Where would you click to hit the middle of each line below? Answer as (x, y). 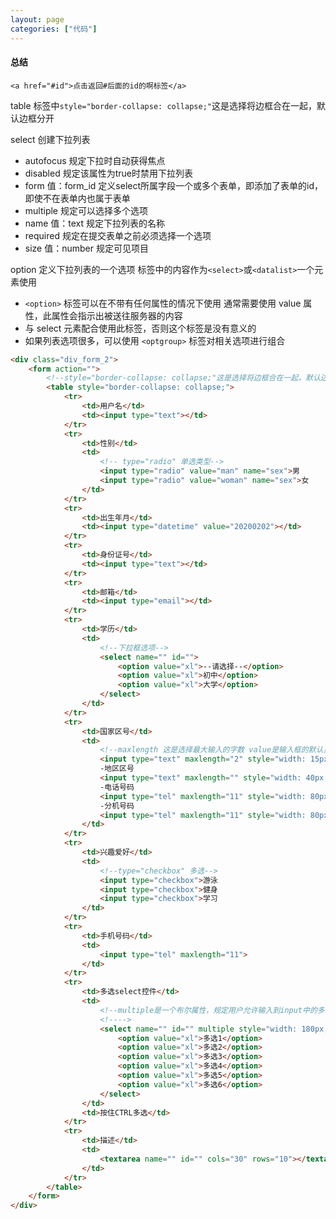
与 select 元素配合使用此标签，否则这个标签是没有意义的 (140, 328)
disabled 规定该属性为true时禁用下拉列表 (108, 173)
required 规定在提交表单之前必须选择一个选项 (118, 235)
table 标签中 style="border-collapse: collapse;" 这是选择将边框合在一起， (163, 105)
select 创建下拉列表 (50, 139)
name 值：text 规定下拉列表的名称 (95, 223)
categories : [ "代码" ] (54, 29)
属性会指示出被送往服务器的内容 (117, 315)
